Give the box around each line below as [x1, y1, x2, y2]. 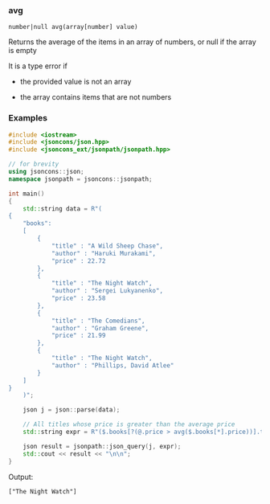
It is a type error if [8, 61, 68, 71]
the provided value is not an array [19, 77, 132, 87]
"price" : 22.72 [51, 256, 106, 265]
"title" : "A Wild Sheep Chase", [51, 242, 163, 250]
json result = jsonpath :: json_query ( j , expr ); [22, 442, 182, 450]
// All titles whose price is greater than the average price [22, 420, 235, 428]
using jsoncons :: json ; [8, 168, 84, 176]
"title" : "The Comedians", [51, 317, 146, 325]
